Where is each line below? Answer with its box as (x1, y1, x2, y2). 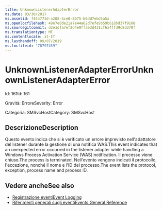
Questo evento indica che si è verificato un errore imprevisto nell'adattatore (5, 137, 156, 142)
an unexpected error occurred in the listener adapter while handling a (5, 147, 144, 153)
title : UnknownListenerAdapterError (5, 7, 79, 12)
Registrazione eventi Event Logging (12, 194, 82, 200)
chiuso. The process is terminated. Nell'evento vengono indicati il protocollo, (5, 157, 157, 163)
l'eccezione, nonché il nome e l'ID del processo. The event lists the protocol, (5, 162, 157, 168)
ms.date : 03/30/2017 (5, 12, 47, 17)
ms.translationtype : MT (5, 30, 53, 35)
